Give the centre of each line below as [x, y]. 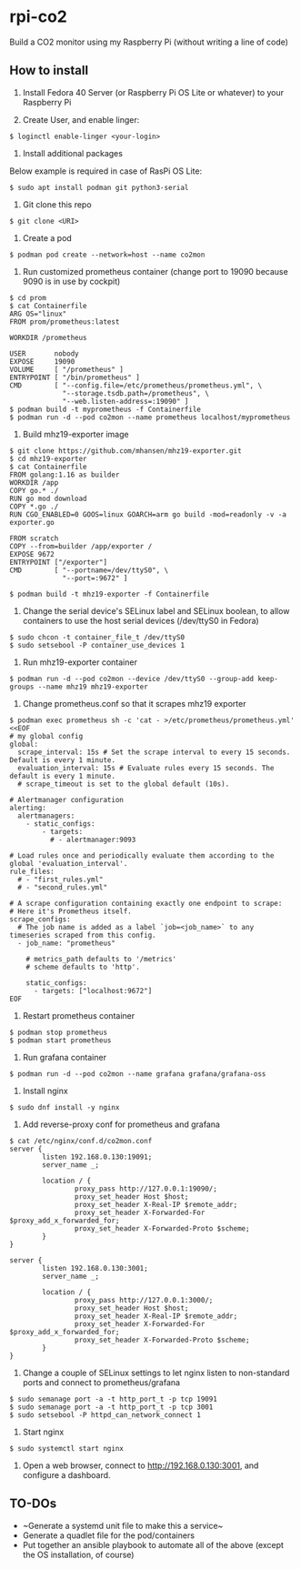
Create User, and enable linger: [81, 119]
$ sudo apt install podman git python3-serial [99, 187]
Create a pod [47, 237]
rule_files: [32, 871]
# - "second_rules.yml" [62, 887]
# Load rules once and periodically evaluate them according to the [142, 855]
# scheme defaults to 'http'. [83, 967]
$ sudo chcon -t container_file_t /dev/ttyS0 [97, 637]
